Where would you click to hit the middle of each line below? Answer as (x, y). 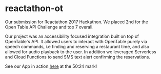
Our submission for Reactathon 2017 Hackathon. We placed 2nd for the (77, 22)
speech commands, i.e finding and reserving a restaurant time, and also (77, 46)
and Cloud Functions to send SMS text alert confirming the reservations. (78, 57)
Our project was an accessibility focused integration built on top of (72, 36)
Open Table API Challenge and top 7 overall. (49, 27)
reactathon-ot (34, 8)
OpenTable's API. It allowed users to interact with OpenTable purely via (76, 41)
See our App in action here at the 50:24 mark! (51, 66)
